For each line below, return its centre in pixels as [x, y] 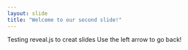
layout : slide [28, 13]
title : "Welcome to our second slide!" [65, 20]
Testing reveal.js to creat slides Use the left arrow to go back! [94, 39]
